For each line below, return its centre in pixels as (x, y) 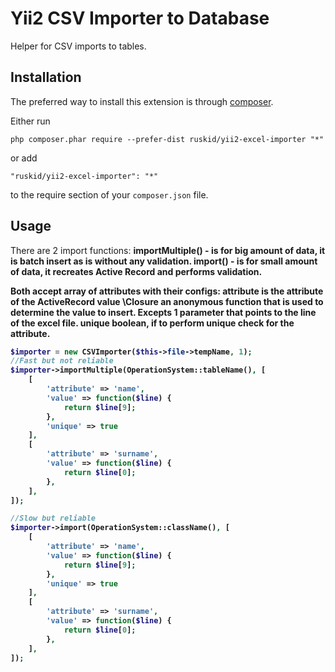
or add (24, 158)
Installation (46, 77)
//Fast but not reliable (62, 361)
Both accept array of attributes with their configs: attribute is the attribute (167, 291)
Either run (30, 121)
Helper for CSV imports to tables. (78, 46)
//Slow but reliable (53, 518)
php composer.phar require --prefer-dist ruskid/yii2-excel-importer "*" (167, 139)
